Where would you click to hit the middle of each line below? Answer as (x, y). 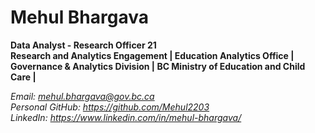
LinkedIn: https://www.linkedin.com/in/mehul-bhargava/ (126, 117)
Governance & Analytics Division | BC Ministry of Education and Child (158, 66)
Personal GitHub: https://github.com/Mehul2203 (110, 107)
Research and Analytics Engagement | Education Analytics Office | (152, 55)
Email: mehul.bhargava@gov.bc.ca (82, 96)
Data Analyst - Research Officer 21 (83, 45)
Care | (23, 77)
